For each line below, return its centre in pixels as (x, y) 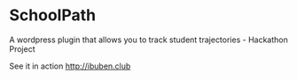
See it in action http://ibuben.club (70, 66)
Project (22, 48)
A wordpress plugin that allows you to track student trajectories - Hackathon (148, 40)
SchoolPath (52, 15)
